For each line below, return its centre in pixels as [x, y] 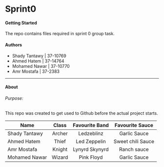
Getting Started [21, 22]
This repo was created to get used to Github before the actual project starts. [82, 113]
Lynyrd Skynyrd [91, 149]
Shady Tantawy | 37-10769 [39, 56]
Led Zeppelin [91, 142]
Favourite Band [91, 125]
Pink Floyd [91, 157]
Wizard [60, 157]
